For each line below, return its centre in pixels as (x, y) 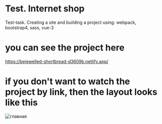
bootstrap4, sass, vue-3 (30, 27)
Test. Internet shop (45, 9)
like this (21, 103)
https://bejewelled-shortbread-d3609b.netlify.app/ (57, 61)
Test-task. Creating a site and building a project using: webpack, (71, 22)
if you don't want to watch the (68, 82)
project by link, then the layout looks (81, 92)
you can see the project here (65, 48)
